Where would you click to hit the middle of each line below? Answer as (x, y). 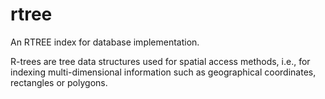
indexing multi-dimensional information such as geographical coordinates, (163, 72)
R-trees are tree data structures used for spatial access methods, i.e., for (160, 61)
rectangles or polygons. (59, 82)
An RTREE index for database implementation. (105, 42)
